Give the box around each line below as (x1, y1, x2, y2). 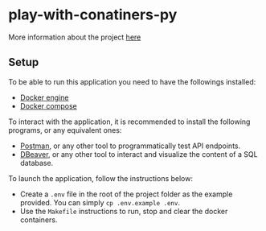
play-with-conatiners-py (8, 6, 178, 24)
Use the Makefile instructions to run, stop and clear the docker (19, 206, 228, 216)
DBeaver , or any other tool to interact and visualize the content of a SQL (19, 149, 259, 159)
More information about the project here (8, 32, 141, 42)
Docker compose (19, 101, 78, 110)
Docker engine (19, 93, 69, 102)
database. (19, 158, 54, 167)
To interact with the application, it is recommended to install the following (8, 117, 251, 126)
